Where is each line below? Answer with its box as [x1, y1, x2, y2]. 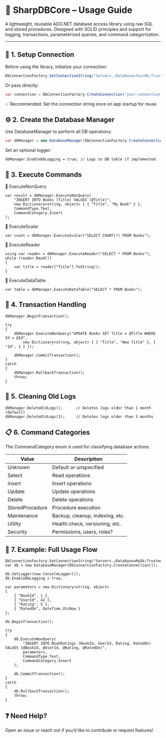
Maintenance [7, 512, 38, 519]
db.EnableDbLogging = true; [5, 576, 63, 581]
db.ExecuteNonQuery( [14, 637, 56, 642]
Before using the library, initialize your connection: [5, 64, 108, 69]
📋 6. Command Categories [5, 428, 90, 437]
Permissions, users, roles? [52, 529, 113, 536]
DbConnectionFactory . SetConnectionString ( [5, 73, 94, 78]
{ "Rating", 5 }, [14, 602, 50, 607]
